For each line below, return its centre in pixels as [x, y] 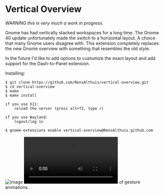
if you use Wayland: [27, 117]
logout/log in [29, 121]
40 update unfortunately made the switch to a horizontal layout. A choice [80, 38]
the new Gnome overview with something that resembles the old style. [78, 48]
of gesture [130, 182]
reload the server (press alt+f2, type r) [59, 108]
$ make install [21, 95]
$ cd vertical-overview [30, 87]
